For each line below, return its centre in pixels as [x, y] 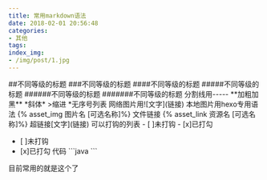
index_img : [26, 53]
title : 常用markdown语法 [47, 16]
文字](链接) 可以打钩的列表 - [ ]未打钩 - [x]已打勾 [133, 124]
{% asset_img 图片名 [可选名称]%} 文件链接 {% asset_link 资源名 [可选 [133, 114]
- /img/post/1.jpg [39, 61]
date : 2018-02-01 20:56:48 [53, 23]
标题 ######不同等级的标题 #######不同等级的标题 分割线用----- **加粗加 [133, 94]
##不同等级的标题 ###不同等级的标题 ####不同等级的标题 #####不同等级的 [133, 84]
